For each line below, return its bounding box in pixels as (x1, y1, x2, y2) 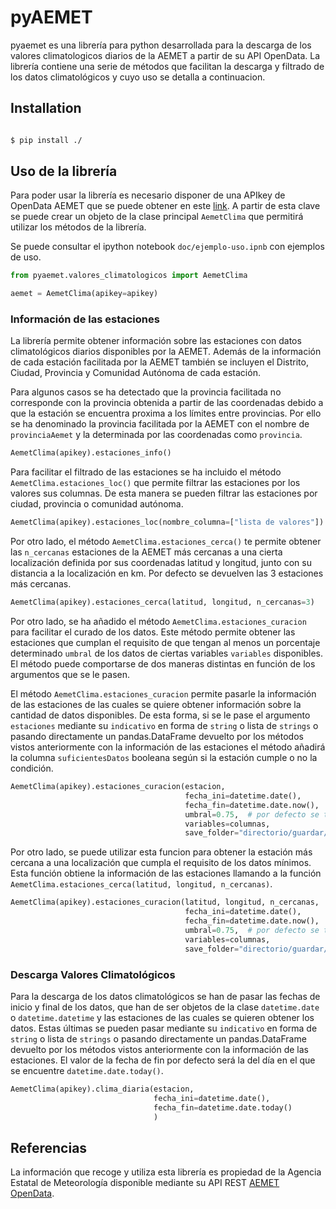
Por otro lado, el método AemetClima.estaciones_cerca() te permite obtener (10, 536, 322, 548)
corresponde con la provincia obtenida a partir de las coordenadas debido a (10, 397, 324, 409)
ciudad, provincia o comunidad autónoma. (10, 498, 184, 510)
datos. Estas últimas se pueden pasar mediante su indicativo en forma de (10, 1022, 318, 1034)
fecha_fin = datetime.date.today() (153, 1102, 293, 1113)
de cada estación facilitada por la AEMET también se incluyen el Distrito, (10, 356, 309, 368)
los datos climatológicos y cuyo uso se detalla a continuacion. (10, 71, 266, 83)
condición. (10, 762, 54, 775)
